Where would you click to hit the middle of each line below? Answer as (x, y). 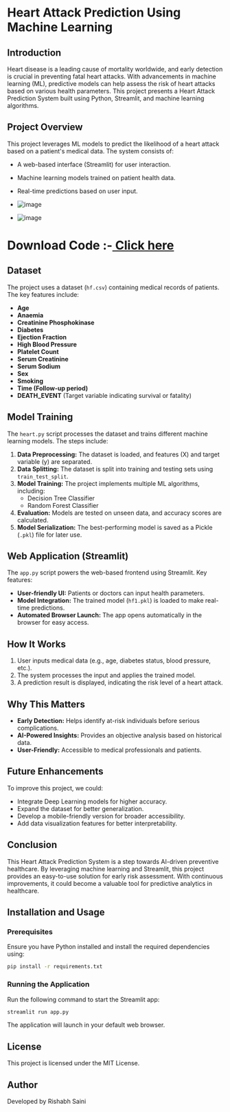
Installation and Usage (56, 912)
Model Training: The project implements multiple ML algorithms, (108, 483)
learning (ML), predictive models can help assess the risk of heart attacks (111, 84)
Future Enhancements (56, 771)
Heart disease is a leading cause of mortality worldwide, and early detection (115, 69)
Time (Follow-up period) (52, 388)
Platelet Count (38, 351)
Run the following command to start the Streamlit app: (83, 999)
